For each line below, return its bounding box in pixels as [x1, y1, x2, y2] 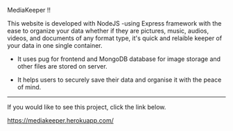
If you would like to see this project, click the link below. [7, 103, 166, 111]
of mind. [17, 83, 42, 91]
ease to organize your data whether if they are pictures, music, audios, [7, 27, 209, 35]
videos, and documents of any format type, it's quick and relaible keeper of [7, 34, 223, 42]
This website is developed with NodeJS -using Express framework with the [7, 19, 222, 27]
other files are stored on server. [17, 62, 107, 70]
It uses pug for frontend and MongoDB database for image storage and [17, 55, 221, 63]
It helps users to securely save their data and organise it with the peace [17, 76, 222, 84]
